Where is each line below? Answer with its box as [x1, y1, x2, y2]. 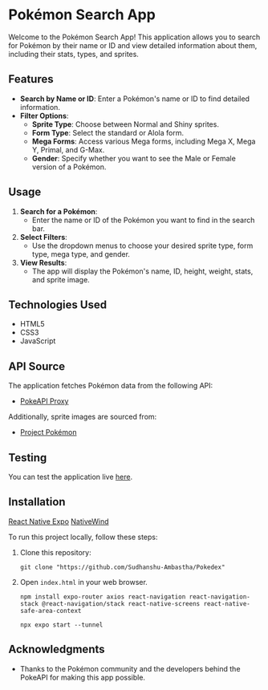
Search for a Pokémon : [19, 206, 98, 216]
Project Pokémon [19, 428, 77, 437]
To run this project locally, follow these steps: [8, 532, 158, 542]
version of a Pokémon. [31, 162, 107, 172]
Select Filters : [19, 232, 68, 241]
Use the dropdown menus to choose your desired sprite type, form [31, 241, 254, 250]
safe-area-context [19, 607, 82, 615]
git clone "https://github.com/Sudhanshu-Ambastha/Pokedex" [19, 563, 225, 571]
